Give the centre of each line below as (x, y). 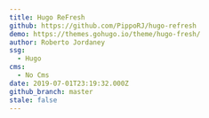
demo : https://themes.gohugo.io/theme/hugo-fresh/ (105, 34)
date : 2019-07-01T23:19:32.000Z (69, 83)
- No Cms (33, 75)
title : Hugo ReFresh (48, 17)
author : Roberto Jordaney (57, 42)
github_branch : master (51, 91)
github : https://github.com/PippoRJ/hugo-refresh (103, 26)
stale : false (33, 100)
